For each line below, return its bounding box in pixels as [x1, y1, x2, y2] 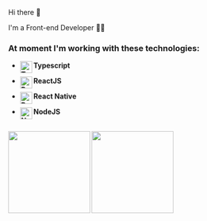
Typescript [33, 60, 71, 71]
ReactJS [33, 76, 62, 86]
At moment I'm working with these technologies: [8, 42, 200, 53]
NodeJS [33, 107, 61, 117]
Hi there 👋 [8, 8, 41, 17]
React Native [33, 91, 77, 101]
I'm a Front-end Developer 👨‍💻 [8, 23, 105, 32]
